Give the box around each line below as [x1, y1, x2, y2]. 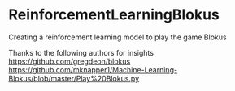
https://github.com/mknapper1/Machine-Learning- [8, 64, 177, 74]
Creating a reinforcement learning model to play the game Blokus [8, 32, 227, 42]
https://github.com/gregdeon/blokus [8, 56, 131, 66]
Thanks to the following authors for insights [8, 48, 154, 57]
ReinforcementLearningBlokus [8, 6, 220, 24]
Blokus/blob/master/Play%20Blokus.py [8, 73, 140, 83]
